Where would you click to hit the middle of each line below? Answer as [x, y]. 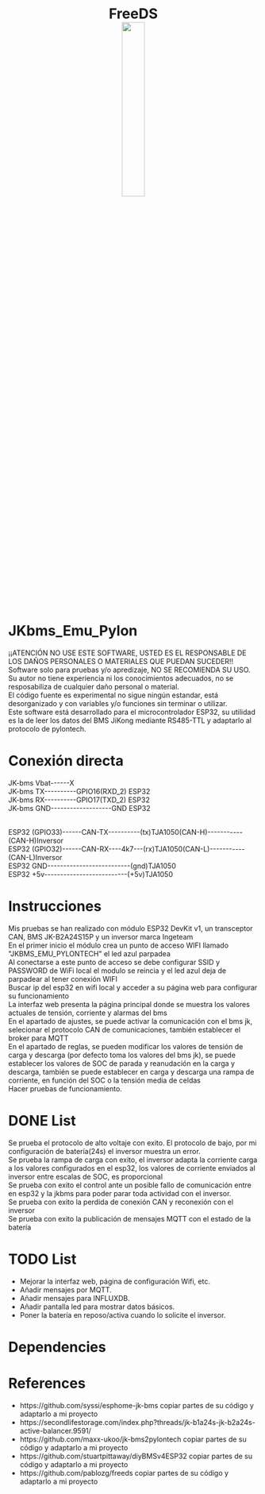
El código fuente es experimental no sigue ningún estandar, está [113, 695]
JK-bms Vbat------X [41, 783]
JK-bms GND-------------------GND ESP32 [79, 809]
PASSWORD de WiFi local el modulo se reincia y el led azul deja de [117, 971]
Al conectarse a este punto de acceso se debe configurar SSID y [114, 962]
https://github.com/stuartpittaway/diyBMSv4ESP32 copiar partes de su [136, 1456]
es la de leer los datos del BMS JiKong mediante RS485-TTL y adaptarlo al [130, 720]
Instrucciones [55, 907]
